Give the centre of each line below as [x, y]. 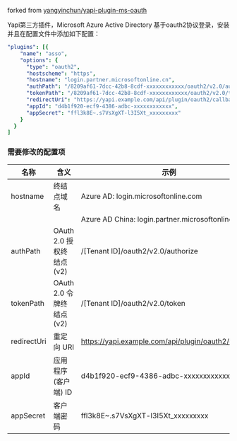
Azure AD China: [108, 219]
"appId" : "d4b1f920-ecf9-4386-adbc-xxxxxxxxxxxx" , [102, 106]
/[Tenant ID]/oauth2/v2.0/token [133, 303]
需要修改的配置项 [36, 152]
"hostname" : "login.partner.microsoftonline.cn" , [100, 80]
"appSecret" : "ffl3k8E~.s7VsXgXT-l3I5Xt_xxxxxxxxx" [103, 113]
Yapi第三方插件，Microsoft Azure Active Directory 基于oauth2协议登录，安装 [119, 25]
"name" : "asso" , [44, 53]
